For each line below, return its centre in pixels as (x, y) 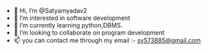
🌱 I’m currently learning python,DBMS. (68, 25)
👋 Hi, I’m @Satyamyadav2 (50, 11)
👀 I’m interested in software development (72, 18)
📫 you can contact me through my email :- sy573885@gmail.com (107, 40)
